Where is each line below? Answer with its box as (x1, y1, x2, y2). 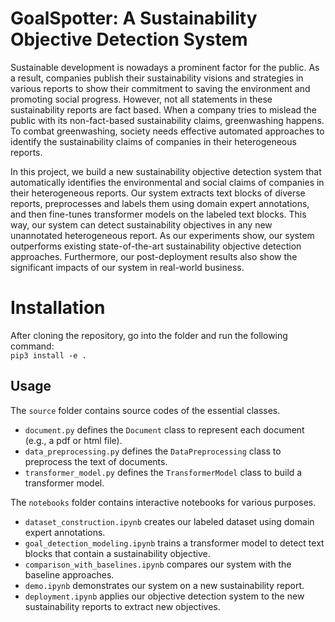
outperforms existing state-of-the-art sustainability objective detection (10, 240, 302, 252)
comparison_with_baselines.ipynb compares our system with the (24, 558, 292, 570)
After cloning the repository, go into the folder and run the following (10, 329, 288, 341)
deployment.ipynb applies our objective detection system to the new (24, 590, 305, 602)
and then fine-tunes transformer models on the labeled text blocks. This (10, 208, 307, 220)
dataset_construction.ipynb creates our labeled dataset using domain (24, 515, 315, 527)
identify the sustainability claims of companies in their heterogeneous (10, 135, 297, 147)
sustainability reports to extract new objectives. (24, 600, 221, 612)
